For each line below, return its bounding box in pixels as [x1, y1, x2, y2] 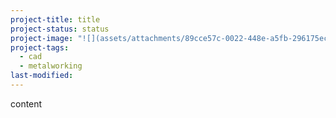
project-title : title [10, 14, 101, 25]
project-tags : [10, 42, 70, 53]
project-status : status [10, 24, 110, 34]
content [10, 97, 43, 110]
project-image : [10, 33, 74, 43]
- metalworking [19, 61, 83, 71]
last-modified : [10, 71, 74, 81]
